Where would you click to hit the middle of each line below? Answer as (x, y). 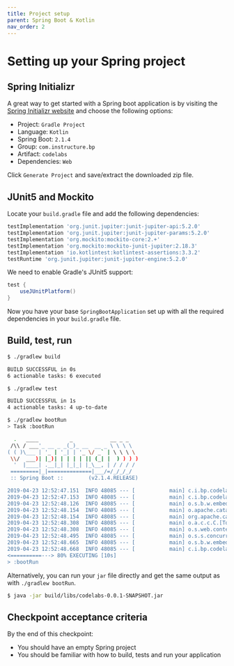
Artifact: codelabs (42, 154)
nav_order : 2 (26, 27)
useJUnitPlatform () (48, 292)
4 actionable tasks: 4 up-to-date (57, 408)
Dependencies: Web (45, 162)
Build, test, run (40, 341)
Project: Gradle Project (51, 124)
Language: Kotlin (43, 132)
